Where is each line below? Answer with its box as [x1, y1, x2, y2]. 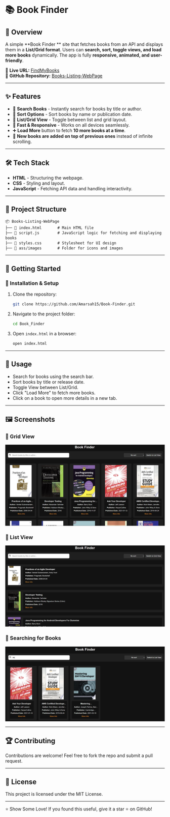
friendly [5, 57, 23, 64]
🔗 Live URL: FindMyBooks [5, 67, 60, 73]
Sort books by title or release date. [12, 378, 85, 385]
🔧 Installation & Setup [5, 279, 59, 286]
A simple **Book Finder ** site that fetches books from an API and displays [5, 41, 163, 47]
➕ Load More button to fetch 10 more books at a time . [12, 127, 125, 133]
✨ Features [5, 92, 41, 101]
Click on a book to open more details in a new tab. [12, 395, 117, 401]
